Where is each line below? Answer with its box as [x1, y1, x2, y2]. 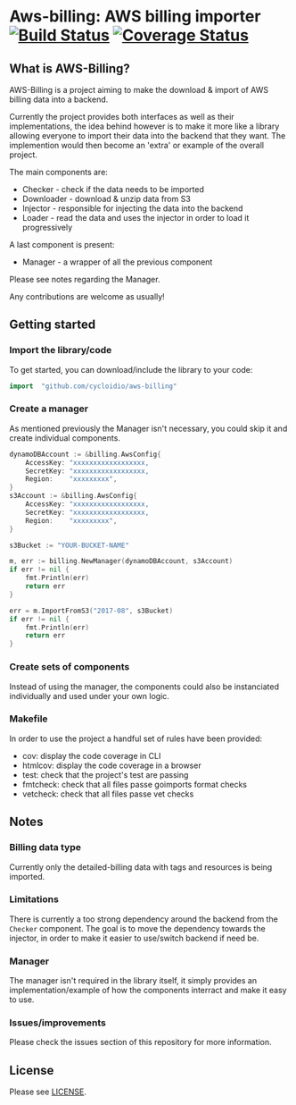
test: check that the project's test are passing [21, 769, 189, 780]
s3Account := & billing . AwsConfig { [9, 492, 138, 501]
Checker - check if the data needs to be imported [21, 184, 205, 194]
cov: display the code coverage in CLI [21, 750, 161, 761]
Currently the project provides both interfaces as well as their [9, 112, 234, 122]
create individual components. [9, 432, 120, 443]
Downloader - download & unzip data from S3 [21, 194, 192, 204]
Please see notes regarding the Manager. [9, 274, 160, 284]
